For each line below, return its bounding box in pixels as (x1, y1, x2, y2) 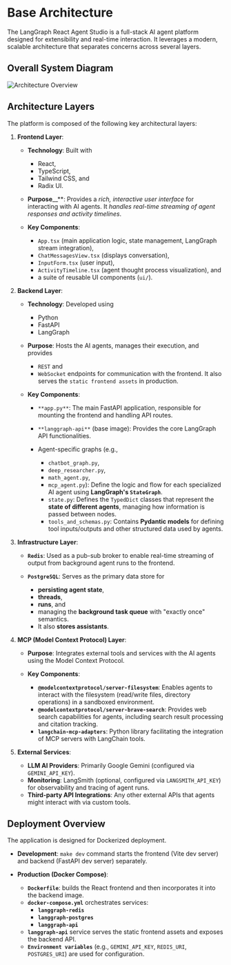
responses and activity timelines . (27, 209, 122, 218)
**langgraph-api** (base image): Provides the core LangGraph (37, 424, 217, 433)
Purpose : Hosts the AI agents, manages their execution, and (27, 341, 199, 350)
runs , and (37, 600, 66, 608)
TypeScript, (37, 167, 71, 175)
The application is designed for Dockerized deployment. (7, 836, 167, 845)
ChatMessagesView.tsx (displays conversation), (37, 251, 170, 259)
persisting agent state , (37, 585, 105, 594)
